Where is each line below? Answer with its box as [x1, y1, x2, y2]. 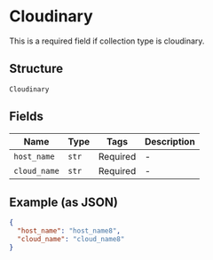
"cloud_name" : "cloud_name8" [17, 235, 125, 244]
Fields [9, 109, 44, 124]
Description [145, 135, 195, 147]
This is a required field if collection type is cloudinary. [9, 35, 205, 46]
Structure [9, 61, 64, 76]
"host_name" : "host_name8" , [17, 226, 122, 236]
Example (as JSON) [9, 194, 118, 209]
